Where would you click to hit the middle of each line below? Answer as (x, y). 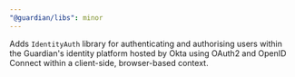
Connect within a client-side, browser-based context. (109, 63)
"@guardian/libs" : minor (56, 18)
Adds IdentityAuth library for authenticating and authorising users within (146, 43)
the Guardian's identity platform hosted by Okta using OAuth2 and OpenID (148, 53)
